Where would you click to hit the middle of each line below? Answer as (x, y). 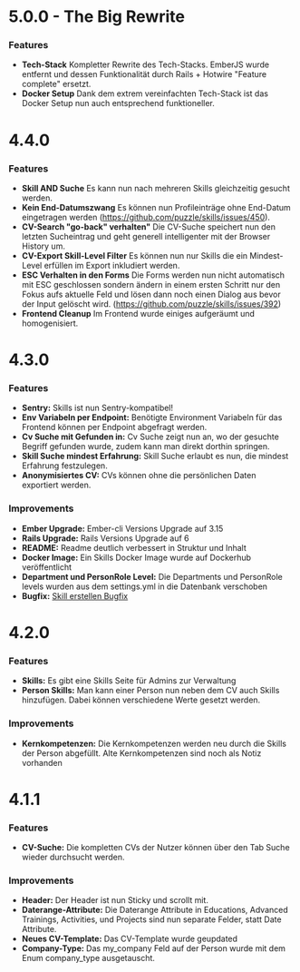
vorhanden (42, 762)
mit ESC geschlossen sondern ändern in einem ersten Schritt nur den (151, 284)
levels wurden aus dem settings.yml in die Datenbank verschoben (145, 586)
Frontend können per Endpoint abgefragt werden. (114, 427)
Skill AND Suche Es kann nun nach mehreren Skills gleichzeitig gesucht (156, 188)
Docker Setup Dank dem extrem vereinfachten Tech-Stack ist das (145, 93)
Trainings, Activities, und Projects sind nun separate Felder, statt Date (151, 919)
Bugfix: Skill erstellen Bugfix (75, 595)
